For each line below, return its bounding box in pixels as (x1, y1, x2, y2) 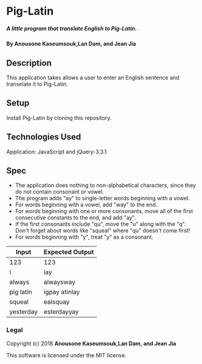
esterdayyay (43, 307, 79, 316)
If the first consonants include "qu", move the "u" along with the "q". (15, 220, 187, 228)
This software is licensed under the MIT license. (6, 351, 127, 359)
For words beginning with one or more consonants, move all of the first (15, 208, 193, 215)
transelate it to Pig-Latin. (6, 80, 68, 88)
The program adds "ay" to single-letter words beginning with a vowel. (15, 195, 190, 202)
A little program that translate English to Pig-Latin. (6, 24, 137, 32)
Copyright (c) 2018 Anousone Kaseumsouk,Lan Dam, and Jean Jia (6, 340, 176, 347)
